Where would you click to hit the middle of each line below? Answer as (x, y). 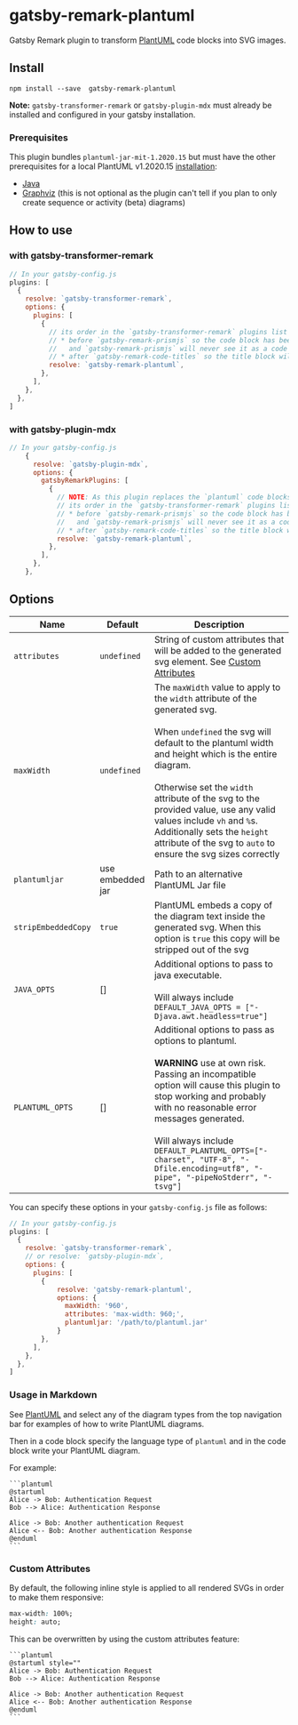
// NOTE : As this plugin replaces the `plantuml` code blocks (174, 497)
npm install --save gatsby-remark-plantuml (93, 88)
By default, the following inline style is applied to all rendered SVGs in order (147, 1587)
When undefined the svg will (213, 732)
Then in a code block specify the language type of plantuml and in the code (148, 1440)
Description (220, 624)
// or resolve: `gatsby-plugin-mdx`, (95, 1256)
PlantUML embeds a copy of (213, 905)
